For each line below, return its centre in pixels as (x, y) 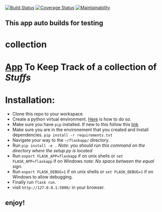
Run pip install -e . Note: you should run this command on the (79, 145)
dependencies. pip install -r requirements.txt (62, 135)
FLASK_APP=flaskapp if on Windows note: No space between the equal (83, 161)
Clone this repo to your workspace (47, 114)
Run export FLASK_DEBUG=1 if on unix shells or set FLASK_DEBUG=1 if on (83, 171)
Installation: (30, 100)
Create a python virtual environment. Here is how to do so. (72, 119)
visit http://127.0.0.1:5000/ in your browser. (59, 187)
